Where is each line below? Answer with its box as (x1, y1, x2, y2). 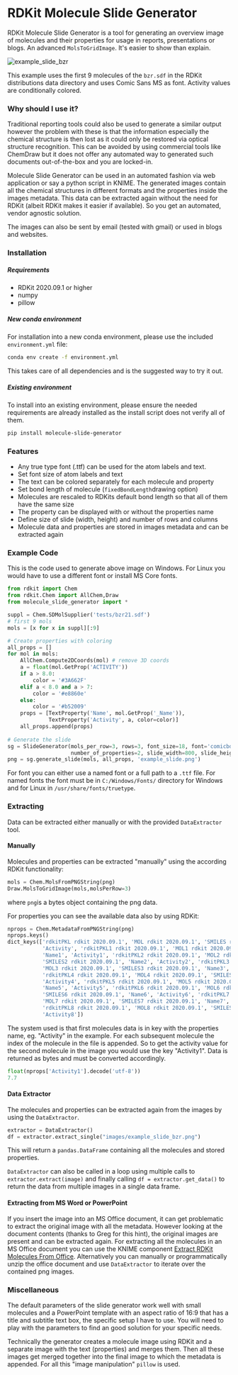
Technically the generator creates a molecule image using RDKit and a (7, 1337, 212, 1345)
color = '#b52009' (33, 703, 87, 711)
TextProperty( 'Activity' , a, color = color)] (48, 716, 179, 724)
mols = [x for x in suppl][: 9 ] (7, 624, 100, 632)
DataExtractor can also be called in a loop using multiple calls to (7, 1167, 195, 1176)
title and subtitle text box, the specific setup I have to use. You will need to (7, 1315, 225, 1324)
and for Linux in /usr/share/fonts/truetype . (7, 784, 136, 792)
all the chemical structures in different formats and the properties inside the (7, 187, 228, 195)
